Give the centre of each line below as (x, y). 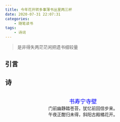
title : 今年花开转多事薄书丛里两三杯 (39, 10)
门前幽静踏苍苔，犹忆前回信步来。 (83, 108)
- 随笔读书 (24, 23)
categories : (17, 19)
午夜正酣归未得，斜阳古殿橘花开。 (83, 115)
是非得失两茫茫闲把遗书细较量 (47, 47)
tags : (11, 28)
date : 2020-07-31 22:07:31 (33, 14)
